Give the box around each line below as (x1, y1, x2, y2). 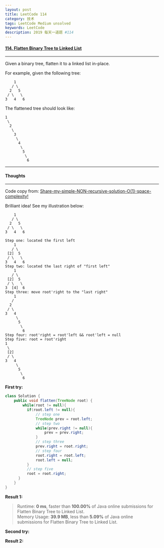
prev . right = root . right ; (36, 444, 89, 449)
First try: (5, 384, 23, 390)
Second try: (5, 528, 30, 534)
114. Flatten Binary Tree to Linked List (5, 45, 82, 51)
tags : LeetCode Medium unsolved (5, 21, 71, 26)
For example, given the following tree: (5, 70, 81, 76)
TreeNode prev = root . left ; (36, 417, 93, 421)
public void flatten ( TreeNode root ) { (14, 398, 93, 403)
